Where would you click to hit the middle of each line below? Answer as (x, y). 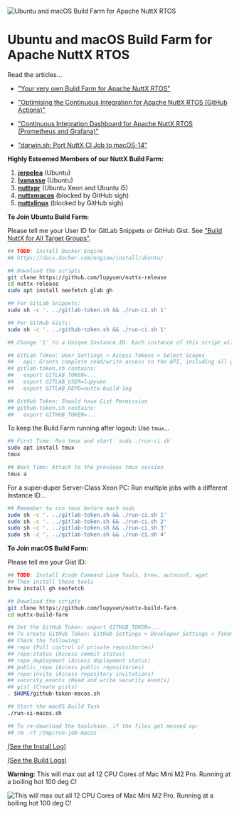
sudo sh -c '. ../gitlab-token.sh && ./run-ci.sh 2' (87, 521)
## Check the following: (44, 641)
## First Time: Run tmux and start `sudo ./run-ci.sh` (90, 441)
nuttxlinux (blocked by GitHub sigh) (70, 202)
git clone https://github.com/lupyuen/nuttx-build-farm (92, 608)
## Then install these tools (51, 582)
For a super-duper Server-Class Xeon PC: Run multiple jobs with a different (117, 488)
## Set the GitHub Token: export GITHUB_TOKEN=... (84, 627)
